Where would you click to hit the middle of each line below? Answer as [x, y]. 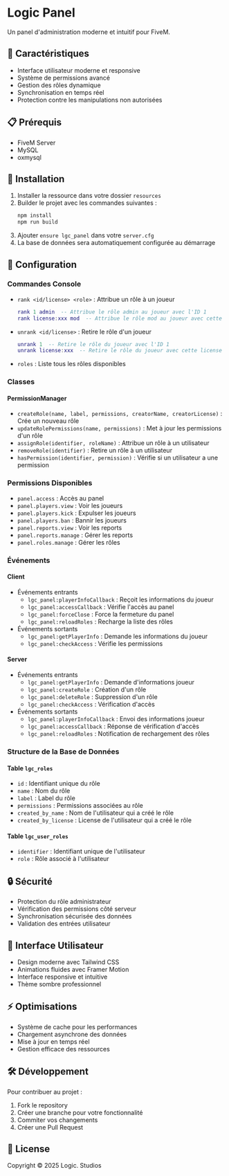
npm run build [37, 222]
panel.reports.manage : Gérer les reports [75, 535]
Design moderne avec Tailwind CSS [68, 962]
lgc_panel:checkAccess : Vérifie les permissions [95, 643]
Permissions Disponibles [50, 483]
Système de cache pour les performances [77, 1026]
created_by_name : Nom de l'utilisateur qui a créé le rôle [95, 813]
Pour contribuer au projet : [45, 1092]
